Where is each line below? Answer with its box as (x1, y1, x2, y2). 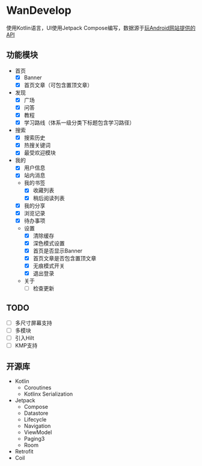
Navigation (23, 422, 51, 430)
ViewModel (23, 429, 52, 436)
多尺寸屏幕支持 (14, 319, 52, 327)
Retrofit (14, 448, 34, 455)
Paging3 (23, 435, 45, 443)
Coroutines (23, 384, 52, 391)
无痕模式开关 (32, 262, 65, 269)
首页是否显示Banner (32, 247, 83, 254)
